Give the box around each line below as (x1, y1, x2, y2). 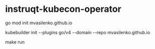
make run (5, 39, 25, 45)
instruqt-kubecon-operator (5, 3, 121, 15)
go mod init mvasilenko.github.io (5, 20, 73, 26)
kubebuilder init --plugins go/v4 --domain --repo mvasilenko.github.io (5, 29, 150, 35)
